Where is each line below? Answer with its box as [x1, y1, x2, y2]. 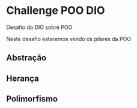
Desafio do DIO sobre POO [6, 24, 73, 31]
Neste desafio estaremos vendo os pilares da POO [6, 35, 131, 42]
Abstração [6, 52, 47, 63]
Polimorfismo [6, 94, 58, 104]
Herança [6, 73, 39, 83]
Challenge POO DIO [6, 4, 105, 17]
